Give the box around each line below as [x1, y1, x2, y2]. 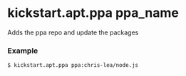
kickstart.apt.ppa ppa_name [7, 5, 180, 21]
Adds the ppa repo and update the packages [7, 28, 139, 37]
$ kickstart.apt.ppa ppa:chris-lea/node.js [7, 62, 139, 69]
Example [7, 46, 38, 56]
